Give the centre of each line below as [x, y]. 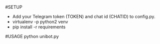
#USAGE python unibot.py [32, 36]
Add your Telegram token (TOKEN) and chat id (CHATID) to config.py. [84, 16]
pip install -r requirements [39, 27]
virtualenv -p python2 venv [40, 22]
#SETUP [14, 7]
